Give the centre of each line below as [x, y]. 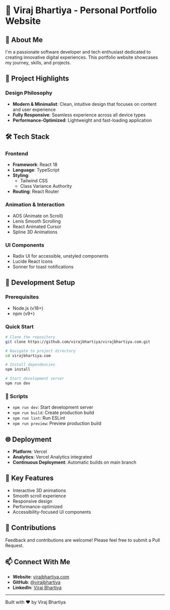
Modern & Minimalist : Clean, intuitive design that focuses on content [84, 104]
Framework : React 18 [35, 165]
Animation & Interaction [35, 205]
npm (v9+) [24, 313]
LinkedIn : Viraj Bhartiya [37, 587]
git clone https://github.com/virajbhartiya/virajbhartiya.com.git [78, 342]
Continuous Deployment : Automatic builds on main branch [74, 462]
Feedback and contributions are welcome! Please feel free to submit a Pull [83, 540]
